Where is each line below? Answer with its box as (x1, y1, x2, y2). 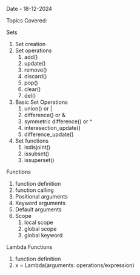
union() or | (24, 105, 53, 112)
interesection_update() (24, 124, 81, 131)
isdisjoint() (24, 144, 50, 151)
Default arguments (15, 206, 62, 213)
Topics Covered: (6, 17, 47, 24)
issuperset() (24, 157, 55, 163)
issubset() (24, 150, 50, 157)
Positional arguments (15, 193, 68, 200)
